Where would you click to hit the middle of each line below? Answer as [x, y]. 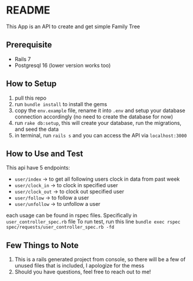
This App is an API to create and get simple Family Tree [73, 26]
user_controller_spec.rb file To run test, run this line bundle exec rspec [93, 222]
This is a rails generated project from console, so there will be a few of [100, 259]
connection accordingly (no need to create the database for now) [94, 116]
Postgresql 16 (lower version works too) [63, 65]
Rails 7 [23, 59]
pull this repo [31, 98]
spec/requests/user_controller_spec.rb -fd [60, 227]
